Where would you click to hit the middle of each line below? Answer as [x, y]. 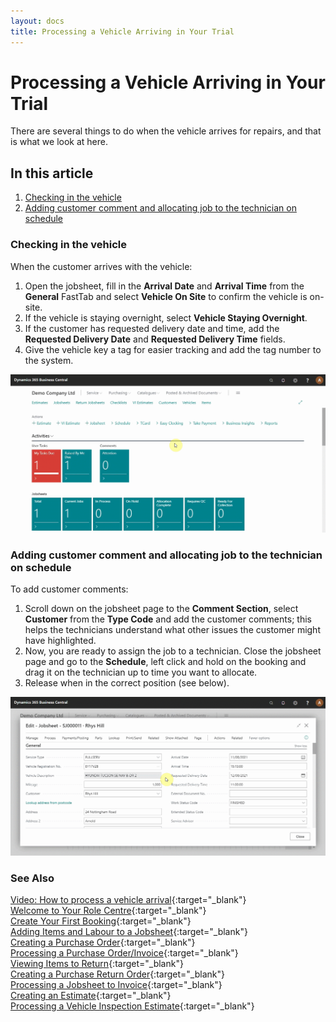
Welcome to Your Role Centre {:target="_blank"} [108, 911]
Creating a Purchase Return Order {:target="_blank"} [117, 974]
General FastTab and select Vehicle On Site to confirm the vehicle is [166, 296]
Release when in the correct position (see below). [127, 683]
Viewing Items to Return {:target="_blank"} [97, 964]
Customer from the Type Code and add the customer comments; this [168, 619]
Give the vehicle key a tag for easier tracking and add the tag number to [173, 349]
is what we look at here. [59, 142]
